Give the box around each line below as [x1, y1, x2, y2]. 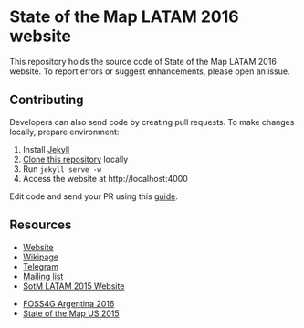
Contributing [9, 92, 84, 108]
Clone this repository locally [22, 153, 129, 164]
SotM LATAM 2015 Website [22, 280, 125, 291]
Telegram [22, 260, 59, 271]
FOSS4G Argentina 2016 [22, 298, 115, 309]
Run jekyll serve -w [22, 163, 102, 175]
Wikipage [22, 251, 59, 262]
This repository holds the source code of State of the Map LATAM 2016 [9, 56, 277, 67]
